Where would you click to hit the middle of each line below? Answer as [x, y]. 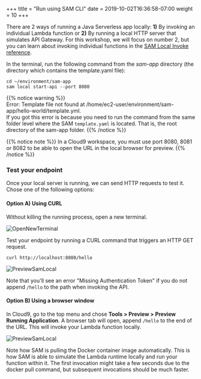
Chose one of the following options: [50, 190]
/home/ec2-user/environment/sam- [130, 104]
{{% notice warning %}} [36, 98]
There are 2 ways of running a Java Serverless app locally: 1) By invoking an [100, 27]
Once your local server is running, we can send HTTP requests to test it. [95, 183]
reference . [19, 52]
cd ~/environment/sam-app [38, 81]
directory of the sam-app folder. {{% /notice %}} [66, 130]
